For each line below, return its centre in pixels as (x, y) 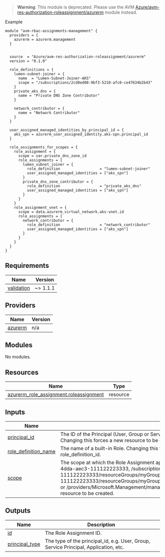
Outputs (18, 511)
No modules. (18, 357)
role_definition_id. (81, 455)
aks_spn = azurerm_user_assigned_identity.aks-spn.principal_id (81, 134)
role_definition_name (31, 452)
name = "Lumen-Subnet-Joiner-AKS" (55, 78)
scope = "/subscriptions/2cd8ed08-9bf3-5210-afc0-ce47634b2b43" (85, 83)
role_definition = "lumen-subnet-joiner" (89, 169)
